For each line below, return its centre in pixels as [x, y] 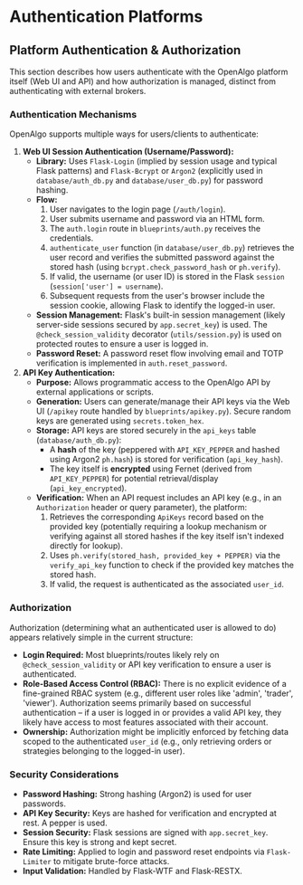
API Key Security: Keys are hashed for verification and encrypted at [150, 813]
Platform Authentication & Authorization [125, 50]
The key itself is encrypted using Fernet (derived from [151, 469]
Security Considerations [64, 774]
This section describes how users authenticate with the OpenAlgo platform [149, 71]
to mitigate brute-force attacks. [111, 861]
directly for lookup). [86, 546]
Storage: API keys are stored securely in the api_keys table [146, 431]
